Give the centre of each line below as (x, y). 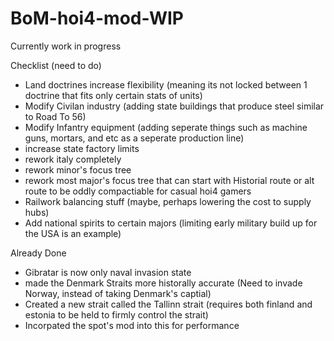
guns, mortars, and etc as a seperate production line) (134, 138)
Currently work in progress (66, 46)
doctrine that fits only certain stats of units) (113, 95)
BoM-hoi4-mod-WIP (97, 18)
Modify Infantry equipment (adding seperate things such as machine (166, 127)
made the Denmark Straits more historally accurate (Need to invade (163, 283)
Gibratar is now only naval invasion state (108, 272)
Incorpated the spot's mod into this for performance (132, 325)
